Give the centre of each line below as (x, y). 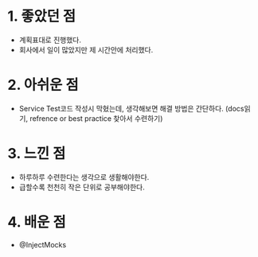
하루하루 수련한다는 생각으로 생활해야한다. (84, 177)
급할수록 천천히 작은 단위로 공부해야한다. (82, 187)
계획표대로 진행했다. (50, 40)
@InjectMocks (43, 244)
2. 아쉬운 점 (43, 85)
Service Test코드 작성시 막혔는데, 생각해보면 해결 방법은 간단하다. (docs (131, 108)
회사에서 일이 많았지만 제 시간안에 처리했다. (86, 49)
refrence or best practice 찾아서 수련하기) (96, 118)
